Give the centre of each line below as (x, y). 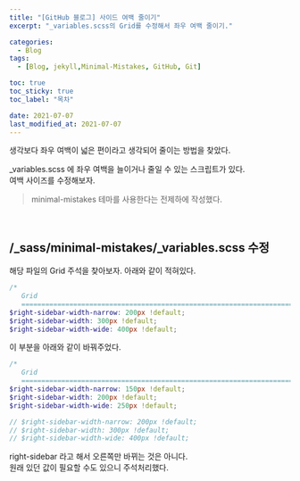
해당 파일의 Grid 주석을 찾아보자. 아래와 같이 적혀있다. (103, 271)
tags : (19, 59)
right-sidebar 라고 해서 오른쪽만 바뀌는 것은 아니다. (99, 457)
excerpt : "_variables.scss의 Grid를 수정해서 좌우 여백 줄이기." (121, 26)
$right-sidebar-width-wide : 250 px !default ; (93, 406)
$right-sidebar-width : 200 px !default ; (83, 397)
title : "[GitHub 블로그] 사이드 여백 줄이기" (85, 17)
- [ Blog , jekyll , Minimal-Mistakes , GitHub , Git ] (109, 67)
